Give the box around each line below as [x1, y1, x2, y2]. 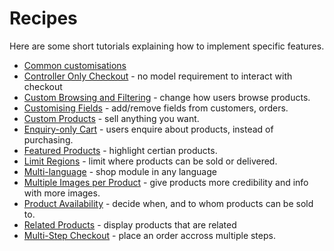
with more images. [23, 187, 101, 199]
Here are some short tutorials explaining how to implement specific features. [9, 40, 325, 52]
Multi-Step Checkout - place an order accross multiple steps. [23, 229, 276, 241]
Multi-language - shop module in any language [23, 165, 217, 177]
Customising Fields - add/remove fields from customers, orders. [23, 102, 289, 114]
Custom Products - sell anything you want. [23, 112, 200, 124]
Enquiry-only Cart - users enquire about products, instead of [23, 123, 274, 135]
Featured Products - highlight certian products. [23, 144, 218, 156]
